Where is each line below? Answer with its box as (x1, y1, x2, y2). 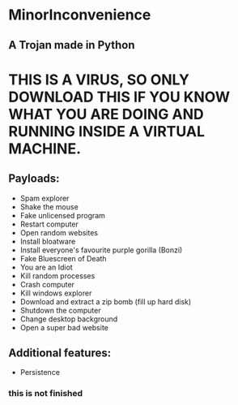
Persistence (19, 368, 61, 377)
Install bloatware (19, 236, 76, 246)
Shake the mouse (19, 201, 79, 212)
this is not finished (8, 388, 83, 399)
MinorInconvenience (8, 6, 151, 24)
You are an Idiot (19, 262, 73, 272)
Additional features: (8, 346, 112, 360)
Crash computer (19, 279, 75, 289)
